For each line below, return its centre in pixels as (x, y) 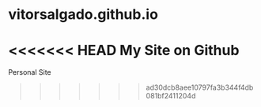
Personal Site (30, 72)
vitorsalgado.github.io (83, 15)
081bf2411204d (171, 96)
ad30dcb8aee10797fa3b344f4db (200, 87)
